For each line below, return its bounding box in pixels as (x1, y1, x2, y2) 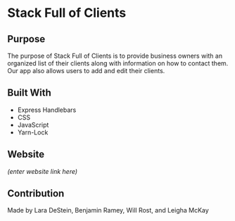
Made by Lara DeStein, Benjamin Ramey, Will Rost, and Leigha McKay (7, 206, 209, 215)
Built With (7, 87, 51, 99)
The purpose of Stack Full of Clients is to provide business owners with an (7, 51, 223, 60)
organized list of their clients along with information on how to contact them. (7, 59, 229, 68)
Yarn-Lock (17, 128, 49, 137)
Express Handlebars (17, 106, 77, 114)
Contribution (7, 188, 65, 200)
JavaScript (17, 120, 49, 129)
